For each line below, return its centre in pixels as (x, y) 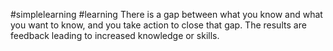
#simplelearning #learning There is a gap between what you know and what (166, 14)
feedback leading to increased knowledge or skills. (115, 35)
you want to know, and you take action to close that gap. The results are (158, 25)
